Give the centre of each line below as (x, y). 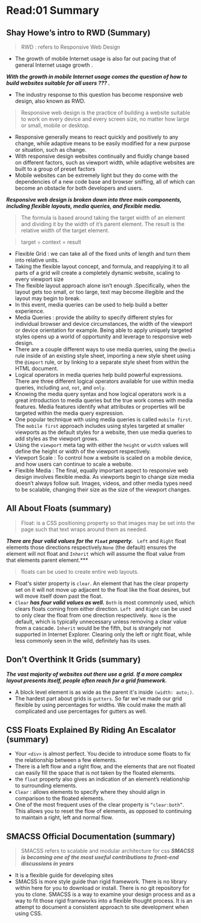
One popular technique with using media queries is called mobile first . (103, 419)
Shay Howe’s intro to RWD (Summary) (79, 33)
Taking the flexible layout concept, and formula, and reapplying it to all (102, 266)
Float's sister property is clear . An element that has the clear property (102, 583)
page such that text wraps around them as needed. (84, 529)
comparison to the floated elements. (60, 798)
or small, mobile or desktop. (55, 125)
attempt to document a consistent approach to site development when (102, 907)
